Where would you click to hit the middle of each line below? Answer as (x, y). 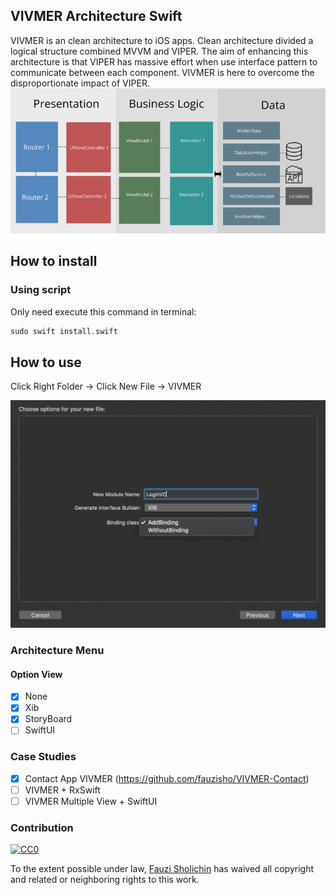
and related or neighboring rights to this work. (105, 880)
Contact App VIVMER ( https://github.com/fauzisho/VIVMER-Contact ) (167, 778)
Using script (41, 290)
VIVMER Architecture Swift (96, 16)
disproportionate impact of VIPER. (80, 83)
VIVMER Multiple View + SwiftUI (91, 801)
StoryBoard (48, 719)
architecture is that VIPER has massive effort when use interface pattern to (164, 61)
